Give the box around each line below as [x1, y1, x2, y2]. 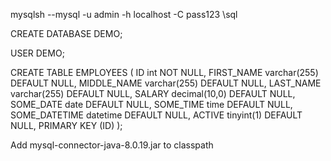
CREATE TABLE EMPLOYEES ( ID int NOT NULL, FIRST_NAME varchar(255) [10, 67, 319, 78]
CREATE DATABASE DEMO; [10, 28, 123, 39]
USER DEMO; [10, 47, 65, 59]
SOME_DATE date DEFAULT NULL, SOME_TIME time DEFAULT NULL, [10, 99, 293, 110]
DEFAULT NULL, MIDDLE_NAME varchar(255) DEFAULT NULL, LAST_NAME [10, 77, 322, 89]
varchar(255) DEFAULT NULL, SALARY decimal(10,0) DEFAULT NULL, [10, 88, 296, 99]
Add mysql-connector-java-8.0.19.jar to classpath [10, 139, 214, 151]
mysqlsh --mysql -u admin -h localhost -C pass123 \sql [10, 9, 238, 20]
